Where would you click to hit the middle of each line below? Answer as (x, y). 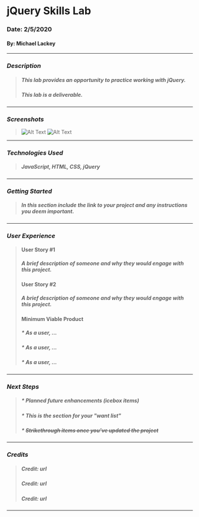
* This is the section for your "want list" (71, 415)
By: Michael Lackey (31, 43)
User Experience (31, 235)
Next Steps (23, 387)
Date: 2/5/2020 (30, 30)
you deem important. (48, 211)
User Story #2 (39, 284)
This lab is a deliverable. (52, 95)
